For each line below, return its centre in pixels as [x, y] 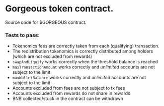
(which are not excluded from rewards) [52, 56]
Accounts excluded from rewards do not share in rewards [71, 93]
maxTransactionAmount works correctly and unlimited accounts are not [83, 67]
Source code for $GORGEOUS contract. [46, 22]
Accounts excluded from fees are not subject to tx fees [69, 88]
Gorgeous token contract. [59, 9]
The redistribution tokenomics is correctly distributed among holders [82, 51]
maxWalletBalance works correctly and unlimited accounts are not [79, 78]
